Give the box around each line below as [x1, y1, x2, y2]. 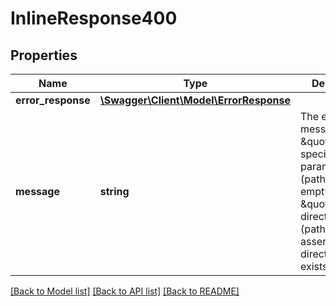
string [99, 185, 130, 198]
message [15, 185, 60, 198]
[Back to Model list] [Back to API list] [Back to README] [10, 285, 240, 297]
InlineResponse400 [10, 7, 178, 30]
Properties [10, 47, 78, 64]
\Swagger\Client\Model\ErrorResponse [99, 93, 291, 107]
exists [299, 260, 328, 273]
